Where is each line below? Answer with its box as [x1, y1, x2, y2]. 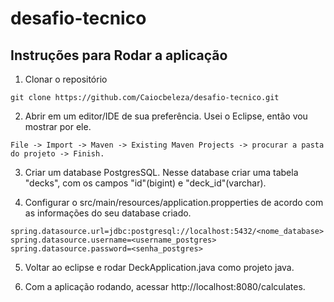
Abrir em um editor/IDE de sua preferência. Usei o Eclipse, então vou [24, 110, 308, 122]
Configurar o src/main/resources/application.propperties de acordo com [24, 197, 324, 208]
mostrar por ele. [24, 121, 92, 132]
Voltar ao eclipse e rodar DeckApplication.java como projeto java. [24, 262, 295, 273]
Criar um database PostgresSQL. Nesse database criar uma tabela [24, 167, 299, 178]
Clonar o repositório [24, 73, 108, 85]
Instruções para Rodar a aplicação [10, 47, 228, 64]
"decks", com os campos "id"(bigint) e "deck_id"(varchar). [24, 177, 267, 189]
